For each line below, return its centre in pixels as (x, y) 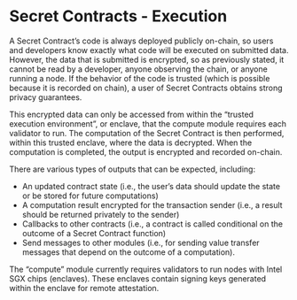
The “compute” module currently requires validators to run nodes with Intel (146, 269)
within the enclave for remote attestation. (84, 288)
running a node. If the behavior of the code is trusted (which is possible (140, 78)
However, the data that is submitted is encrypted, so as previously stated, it (147, 59)
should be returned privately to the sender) (101, 214)
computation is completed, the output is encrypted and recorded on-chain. (146, 151)
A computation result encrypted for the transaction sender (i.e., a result (152, 204)
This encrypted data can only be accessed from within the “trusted (132, 114)
